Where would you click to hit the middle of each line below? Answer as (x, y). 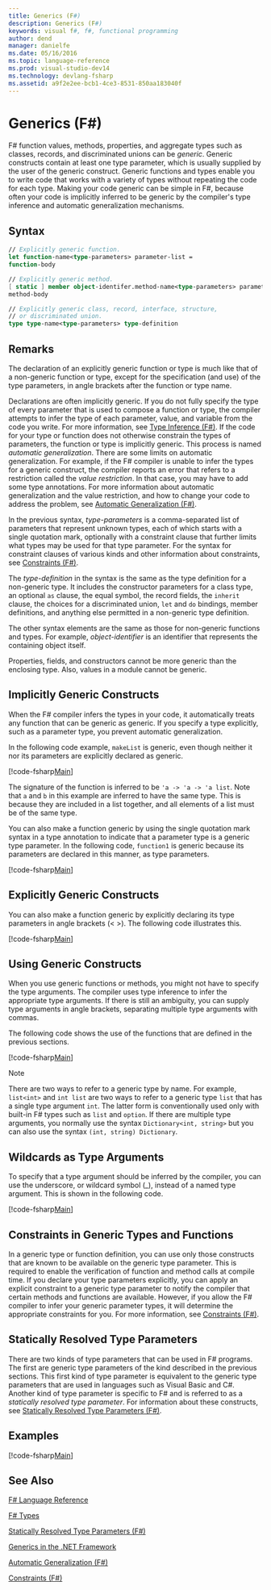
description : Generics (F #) (56, 23)
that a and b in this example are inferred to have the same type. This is (125, 795)
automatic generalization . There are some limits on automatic (110, 452)
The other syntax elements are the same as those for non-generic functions (134, 628)
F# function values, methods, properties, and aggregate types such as (125, 145)
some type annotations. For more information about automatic (111, 487)
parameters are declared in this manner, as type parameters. (109, 854)
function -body (32, 265)
